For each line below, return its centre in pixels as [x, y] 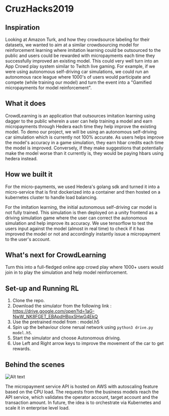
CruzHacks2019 [39, 9]
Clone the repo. [29, 301]
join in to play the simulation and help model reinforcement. [67, 272]
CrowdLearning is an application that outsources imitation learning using [80, 115]
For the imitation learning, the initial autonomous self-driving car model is [81, 207]
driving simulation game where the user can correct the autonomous [76, 218]
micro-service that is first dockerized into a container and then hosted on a [83, 192]
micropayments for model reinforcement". [49, 88]
